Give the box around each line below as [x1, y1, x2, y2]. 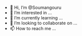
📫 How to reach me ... [9, 26, 56, 31]
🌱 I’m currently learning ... [9, 15, 63, 20]
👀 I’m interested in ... [9, 10, 52, 16]
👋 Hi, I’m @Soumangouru [9, 5, 62, 10]
